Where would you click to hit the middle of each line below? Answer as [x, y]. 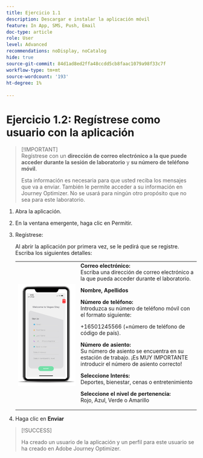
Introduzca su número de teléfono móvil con [135, 308]
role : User [20, 38]
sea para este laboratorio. [53, 200]
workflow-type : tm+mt [34, 70]
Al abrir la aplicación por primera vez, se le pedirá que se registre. [97, 247]
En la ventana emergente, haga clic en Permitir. [74, 223]
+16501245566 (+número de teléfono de [133, 326]
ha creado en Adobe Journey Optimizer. [71, 449]
